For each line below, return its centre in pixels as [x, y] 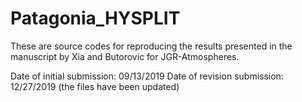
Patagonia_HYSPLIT [95, 18]
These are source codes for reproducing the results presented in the [151, 46]
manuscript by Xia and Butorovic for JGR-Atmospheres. [125, 56]
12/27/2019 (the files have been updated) [95, 86]
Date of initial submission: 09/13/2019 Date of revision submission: [147, 76]
